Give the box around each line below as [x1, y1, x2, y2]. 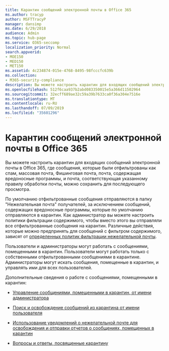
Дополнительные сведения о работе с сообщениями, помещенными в [5, 274, 157, 280]
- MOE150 [5, 54, 24, 59]
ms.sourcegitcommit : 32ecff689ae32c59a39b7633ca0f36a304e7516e [5, 92, 141, 97]
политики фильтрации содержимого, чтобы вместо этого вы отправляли [5, 217, 162, 223]
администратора [12, 295, 49, 301]
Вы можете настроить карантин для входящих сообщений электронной [5, 159, 160, 165]
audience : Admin [5, 31, 39, 36]
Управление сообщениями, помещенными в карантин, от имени [12, 289, 152, 295]
